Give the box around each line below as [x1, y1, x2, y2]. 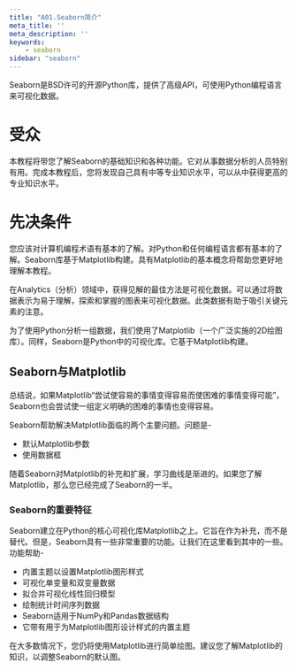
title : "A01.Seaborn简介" [9, 12, 102, 22]
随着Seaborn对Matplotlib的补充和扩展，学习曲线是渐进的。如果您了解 [9, 468, 263, 479]
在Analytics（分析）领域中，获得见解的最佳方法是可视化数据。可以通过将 [9, 284, 276, 295]
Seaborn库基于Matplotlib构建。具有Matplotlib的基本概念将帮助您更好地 [24, 254, 283, 265]
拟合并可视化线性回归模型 [21, 588, 116, 598]
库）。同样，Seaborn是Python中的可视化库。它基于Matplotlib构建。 [9, 335, 254, 346]
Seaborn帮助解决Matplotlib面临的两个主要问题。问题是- [9, 420, 212, 430]
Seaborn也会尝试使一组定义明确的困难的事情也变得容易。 [9, 400, 218, 412]
